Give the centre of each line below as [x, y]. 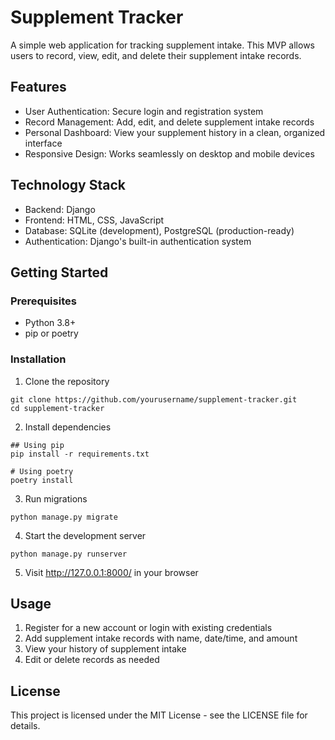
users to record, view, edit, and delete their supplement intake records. [156, 55]
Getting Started [59, 272]
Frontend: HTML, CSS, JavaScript [94, 220]
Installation [38, 359]
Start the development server [85, 535]
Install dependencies [68, 427]
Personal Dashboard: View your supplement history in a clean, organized [175, 132]
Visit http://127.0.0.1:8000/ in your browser [111, 572]
